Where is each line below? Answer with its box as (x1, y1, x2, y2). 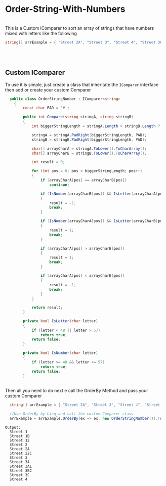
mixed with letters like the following (5, 30, 77, 36)
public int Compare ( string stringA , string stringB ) (23, 115, 134, 120)
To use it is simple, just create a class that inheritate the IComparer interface (5, 82, 159, 88)
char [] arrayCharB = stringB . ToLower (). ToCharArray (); (31, 151, 147, 156)
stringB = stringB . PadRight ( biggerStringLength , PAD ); (31, 137, 147, 142)
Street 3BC (9, 468, 32, 473)
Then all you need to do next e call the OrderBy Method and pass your (5, 388, 148, 394)
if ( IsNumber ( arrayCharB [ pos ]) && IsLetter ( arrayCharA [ (40, 191, 158, 196)
